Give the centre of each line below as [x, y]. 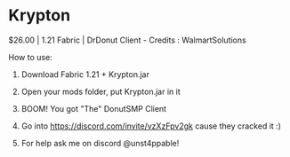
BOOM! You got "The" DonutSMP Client [93, 108]
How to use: [30, 57]
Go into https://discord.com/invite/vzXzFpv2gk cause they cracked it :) [151, 126]
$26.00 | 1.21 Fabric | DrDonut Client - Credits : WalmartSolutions [127, 40]
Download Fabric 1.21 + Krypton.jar [85, 74]
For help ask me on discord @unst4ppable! [100, 143]
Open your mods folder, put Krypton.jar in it [101, 91]
